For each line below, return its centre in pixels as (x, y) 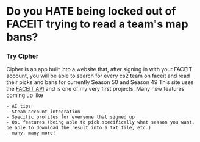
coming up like (25, 95)
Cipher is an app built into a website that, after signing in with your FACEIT (99, 69)
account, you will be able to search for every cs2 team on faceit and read (98, 76)
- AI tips (19, 107)
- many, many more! (31, 133)
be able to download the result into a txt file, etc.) (79, 128)
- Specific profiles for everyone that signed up (71, 117)
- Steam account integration (43, 112)
